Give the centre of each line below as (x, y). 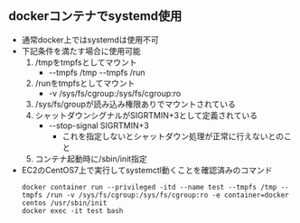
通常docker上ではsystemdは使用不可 (90, 40)
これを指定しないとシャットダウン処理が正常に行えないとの (173, 136)
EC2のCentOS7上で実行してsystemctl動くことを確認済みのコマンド (147, 170)
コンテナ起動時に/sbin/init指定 (91, 158)
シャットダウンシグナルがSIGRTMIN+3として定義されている (146, 115)
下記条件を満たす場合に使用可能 (81, 51)
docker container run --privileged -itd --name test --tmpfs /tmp (149, 187)
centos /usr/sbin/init (64, 203)
